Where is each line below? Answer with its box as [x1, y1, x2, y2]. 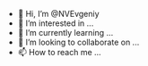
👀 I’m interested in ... [17, 18, 94, 29]
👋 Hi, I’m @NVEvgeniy [17, 9, 100, 19]
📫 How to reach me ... [17, 47, 101, 57]
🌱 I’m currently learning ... [17, 28, 114, 37]
